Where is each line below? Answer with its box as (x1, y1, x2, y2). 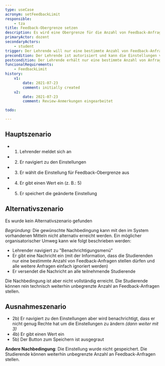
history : (5, 71, 23, 76)
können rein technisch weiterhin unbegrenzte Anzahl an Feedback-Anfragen (5, 283, 160, 289)
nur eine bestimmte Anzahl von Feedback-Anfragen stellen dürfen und (12, 258, 155, 264)
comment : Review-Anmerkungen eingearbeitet (23, 99, 113, 104)
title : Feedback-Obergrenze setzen (5, 26, 78, 31)
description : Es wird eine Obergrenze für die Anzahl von (5, 30, 126, 35)
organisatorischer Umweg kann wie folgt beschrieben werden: (5, 237, 132, 244)
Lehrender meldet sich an (19, 148, 72, 154)
